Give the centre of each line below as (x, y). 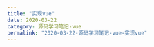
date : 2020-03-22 (32, 20)
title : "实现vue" (31, 13)
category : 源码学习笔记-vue (44, 26)
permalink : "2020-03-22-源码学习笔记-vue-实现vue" (77, 33)
